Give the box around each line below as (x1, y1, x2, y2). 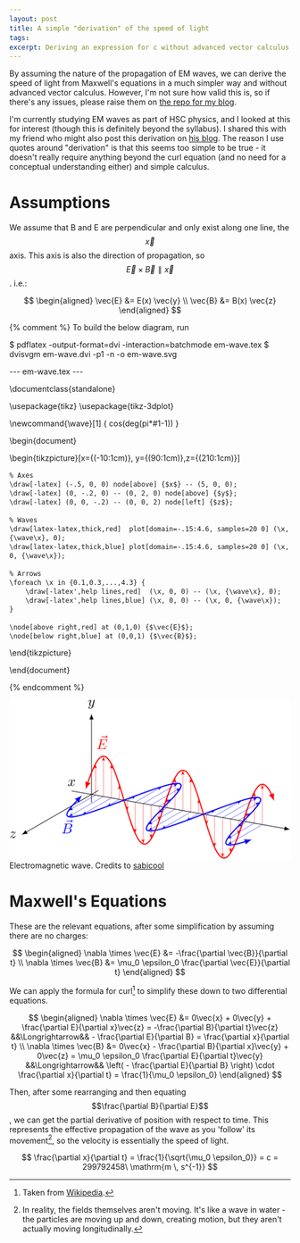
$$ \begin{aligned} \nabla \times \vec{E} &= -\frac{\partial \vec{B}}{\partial (12, 947, 288, 959)
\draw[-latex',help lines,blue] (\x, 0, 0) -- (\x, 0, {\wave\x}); (25, 596, 281, 605)
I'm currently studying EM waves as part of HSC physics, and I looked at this (9, 114, 291, 125)
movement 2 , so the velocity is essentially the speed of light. (9, 1133, 229, 1146)
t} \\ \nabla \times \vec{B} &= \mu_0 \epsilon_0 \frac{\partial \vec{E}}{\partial (10, 957, 290, 968)
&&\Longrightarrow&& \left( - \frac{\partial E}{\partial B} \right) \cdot (25, 1059, 275, 1071)
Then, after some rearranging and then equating (9, 1086, 187, 1097)
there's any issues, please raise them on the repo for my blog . (9, 96, 237, 107)
